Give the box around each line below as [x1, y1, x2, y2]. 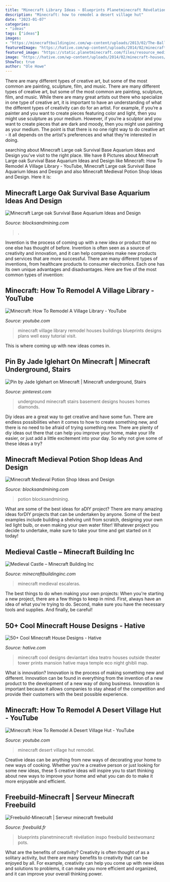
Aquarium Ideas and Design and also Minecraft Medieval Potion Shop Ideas [5, 168, 162, 175]
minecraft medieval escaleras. [17, 581, 81, 587]
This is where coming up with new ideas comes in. [5, 343, 110, 349]
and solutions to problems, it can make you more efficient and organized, [5, 865, 158, 871]
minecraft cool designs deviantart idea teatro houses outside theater [17, 654, 161, 660]
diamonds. [17, 403, 40, 410]
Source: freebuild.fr [5, 824, 46, 830]
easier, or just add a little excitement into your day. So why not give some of [5, 435, 163, 441]
